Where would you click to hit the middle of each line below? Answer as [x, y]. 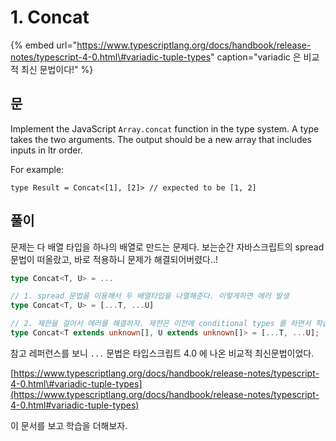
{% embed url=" [44, 45]
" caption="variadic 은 [256, 57]
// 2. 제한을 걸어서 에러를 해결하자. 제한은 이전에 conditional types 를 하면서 [161, 324]
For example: [37, 169]
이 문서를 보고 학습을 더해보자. [69, 425]
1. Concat [50, 17]
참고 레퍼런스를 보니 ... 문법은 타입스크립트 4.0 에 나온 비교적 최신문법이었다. [162, 353]
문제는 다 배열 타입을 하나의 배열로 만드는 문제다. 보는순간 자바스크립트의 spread [167, 247]
